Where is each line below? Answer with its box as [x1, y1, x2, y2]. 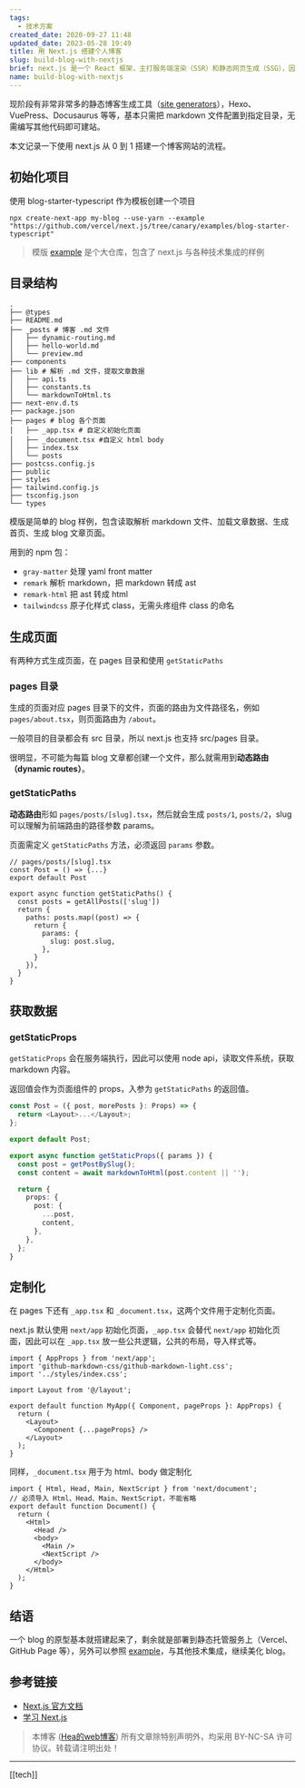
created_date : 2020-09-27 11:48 [9, 30, 132, 39]
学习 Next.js [22, 1712, 68, 1723]
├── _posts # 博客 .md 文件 [9, 326, 111, 335]
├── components [9, 358, 67, 367]
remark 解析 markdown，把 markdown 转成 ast [22, 577, 197, 588]
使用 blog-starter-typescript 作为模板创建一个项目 [9, 195, 196, 206]
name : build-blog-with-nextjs [9, 73, 124, 82]
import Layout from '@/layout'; [9, 1386, 132, 1395]
